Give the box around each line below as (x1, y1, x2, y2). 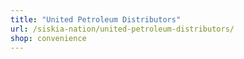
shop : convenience (10, 33, 87, 43)
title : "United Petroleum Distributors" (10, 14, 182, 25)
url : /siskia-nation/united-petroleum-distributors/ (10, 24, 235, 34)
